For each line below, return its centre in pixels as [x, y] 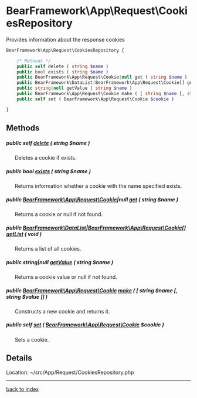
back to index [23, 389]
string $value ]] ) [27, 296]
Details [19, 358]
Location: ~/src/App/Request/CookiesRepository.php [70, 372]
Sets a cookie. [32, 339]
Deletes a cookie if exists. [45, 158]
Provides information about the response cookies [65, 39]
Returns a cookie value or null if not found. [66, 276]
